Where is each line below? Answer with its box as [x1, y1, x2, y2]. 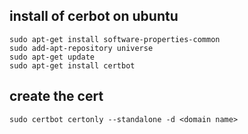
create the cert [9, 88, 104, 105]
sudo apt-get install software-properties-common [9, 34, 221, 44]
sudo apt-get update [9, 52, 96, 62]
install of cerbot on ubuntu [9, 8, 179, 25]
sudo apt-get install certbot [9, 60, 136, 71]
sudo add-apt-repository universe [9, 43, 154, 53]
